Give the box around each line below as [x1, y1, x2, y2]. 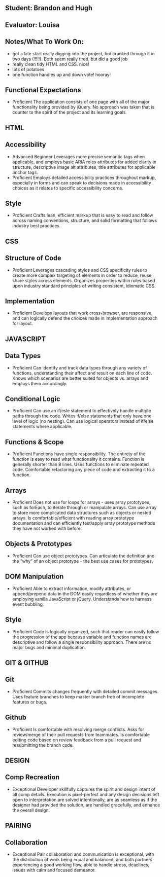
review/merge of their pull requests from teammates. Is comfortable [12, 731, 150, 737]
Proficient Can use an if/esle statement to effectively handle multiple [12, 408, 151, 414]
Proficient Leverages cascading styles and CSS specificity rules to [12, 267, 148, 273]
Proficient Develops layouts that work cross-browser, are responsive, [12, 310, 153, 316]
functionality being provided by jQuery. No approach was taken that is [12, 104, 155, 110]
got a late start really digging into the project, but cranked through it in [12, 50, 155, 56]
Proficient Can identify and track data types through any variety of [12, 365, 147, 370]
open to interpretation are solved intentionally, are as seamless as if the [12, 797, 158, 803]
